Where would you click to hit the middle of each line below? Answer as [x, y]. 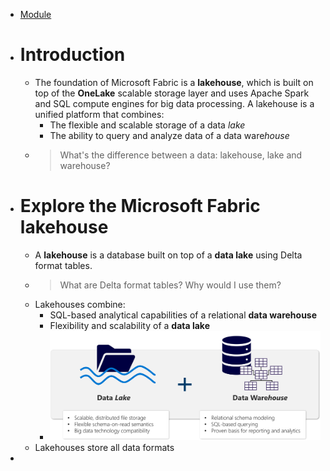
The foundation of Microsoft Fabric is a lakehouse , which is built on [174, 82]
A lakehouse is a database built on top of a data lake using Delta [168, 255]
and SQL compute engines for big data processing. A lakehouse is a [174, 103]
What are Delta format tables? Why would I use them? [170, 285]
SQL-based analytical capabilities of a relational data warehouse [183, 315]
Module [35, 14]
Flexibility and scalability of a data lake [129, 325]
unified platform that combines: [99, 114]
